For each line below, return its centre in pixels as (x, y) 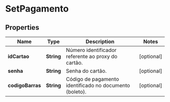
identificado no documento (98, 85)
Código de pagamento (92, 79)
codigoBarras (25, 85)
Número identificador (91, 50)
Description (100, 42)
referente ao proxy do (92, 56)
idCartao (18, 56)
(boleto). (76, 92)
